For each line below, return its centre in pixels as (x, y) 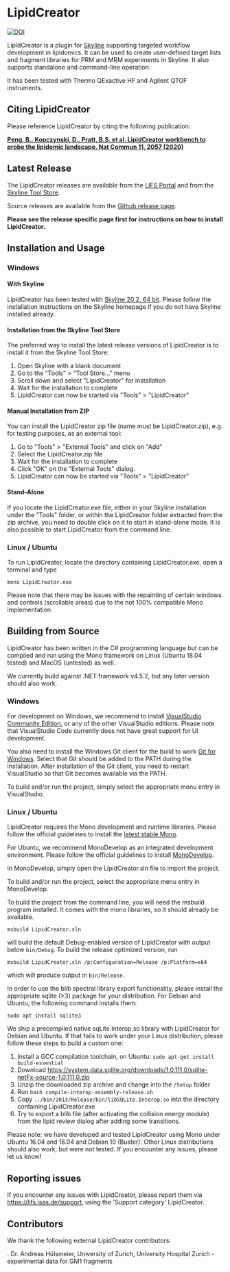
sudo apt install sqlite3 (44, 1016)
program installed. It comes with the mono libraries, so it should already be (113, 910)
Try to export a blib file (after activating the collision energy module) (113, 1114)
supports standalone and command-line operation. (79, 67)
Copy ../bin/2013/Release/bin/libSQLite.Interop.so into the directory (118, 1099)
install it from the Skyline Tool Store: (58, 352)
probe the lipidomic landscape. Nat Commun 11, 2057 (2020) (95, 147)
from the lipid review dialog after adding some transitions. (99, 1121)
